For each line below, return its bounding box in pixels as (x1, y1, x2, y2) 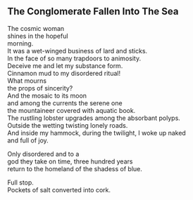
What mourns (7, 76, 47, 85)
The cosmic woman (7, 24, 65, 32)
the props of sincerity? (7, 84, 73, 92)
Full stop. (7, 178, 34, 187)
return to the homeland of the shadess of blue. (7, 164, 143, 173)
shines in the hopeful (7, 32, 68, 40)
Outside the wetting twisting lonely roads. (7, 121, 128, 129)
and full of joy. (7, 136, 49, 145)
